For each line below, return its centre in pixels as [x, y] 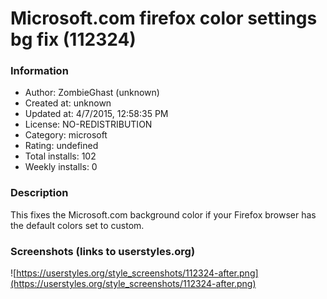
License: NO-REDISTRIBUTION [88, 124]
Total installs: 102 [60, 156]
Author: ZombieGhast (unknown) [92, 93]
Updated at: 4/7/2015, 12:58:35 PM [96, 114]
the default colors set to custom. [77, 225]
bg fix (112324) [73, 39]
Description [39, 193]
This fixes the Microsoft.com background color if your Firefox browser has [163, 214]
